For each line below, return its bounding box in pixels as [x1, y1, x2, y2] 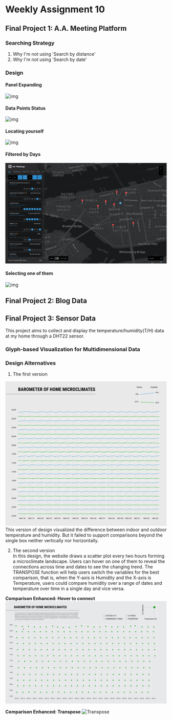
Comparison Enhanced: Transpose [5, 708, 81, 715]
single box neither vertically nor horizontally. [5, 537, 99, 543]
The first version [12, 371, 48, 377]
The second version [12, 547, 55, 554]
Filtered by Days [5, 151, 41, 157]
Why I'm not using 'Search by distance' [12, 51, 96, 57]
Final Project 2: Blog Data [5, 297, 87, 305]
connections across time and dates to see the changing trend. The [12, 563, 153, 569]
